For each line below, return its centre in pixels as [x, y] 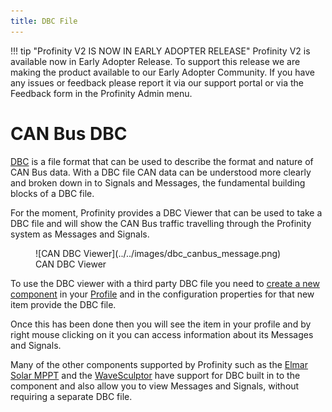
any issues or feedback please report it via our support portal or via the [157, 82]
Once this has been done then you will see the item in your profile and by [161, 324]
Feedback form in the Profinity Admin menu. [101, 93]
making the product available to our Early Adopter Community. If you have [162, 72]
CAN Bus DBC [69, 133]
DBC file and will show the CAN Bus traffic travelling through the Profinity [161, 223]
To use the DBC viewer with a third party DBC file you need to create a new [165, 283]
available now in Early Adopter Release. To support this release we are [155, 61]
